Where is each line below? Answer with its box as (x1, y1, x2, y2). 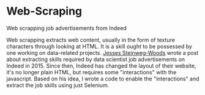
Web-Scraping (6, 4, 83, 18)
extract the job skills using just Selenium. (6, 81, 110, 89)
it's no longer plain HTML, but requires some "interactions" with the (6, 68, 177, 76)
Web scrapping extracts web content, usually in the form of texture (6, 36, 176, 43)
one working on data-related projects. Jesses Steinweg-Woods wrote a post (6, 49, 199, 56)
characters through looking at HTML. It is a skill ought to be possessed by (6, 43, 193, 50)
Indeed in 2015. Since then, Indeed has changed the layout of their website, (6, 62, 196, 69)
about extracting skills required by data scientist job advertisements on (6, 55, 185, 63)
